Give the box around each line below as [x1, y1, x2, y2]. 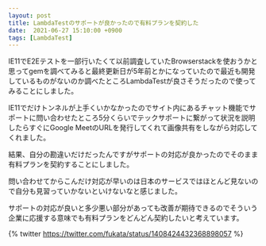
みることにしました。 [8, 86, 78, 96]
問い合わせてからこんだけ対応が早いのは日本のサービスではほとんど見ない [8, 176, 252, 186]
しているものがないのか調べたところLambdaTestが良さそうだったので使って [8, 76, 256, 86]
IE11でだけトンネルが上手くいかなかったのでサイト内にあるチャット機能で [8, 103, 250, 113]
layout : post [8, 11, 52, 20]
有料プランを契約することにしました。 [8, 160, 133, 169]
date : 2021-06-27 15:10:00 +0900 [8, 26, 123, 34]
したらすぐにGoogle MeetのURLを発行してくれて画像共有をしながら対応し [8, 123, 252, 133]
